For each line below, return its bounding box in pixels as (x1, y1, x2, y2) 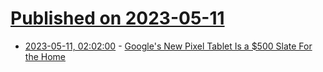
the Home (24, 50, 66, 62)
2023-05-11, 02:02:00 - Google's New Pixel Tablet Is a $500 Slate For (24, 40, 313, 52)
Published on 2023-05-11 (10, 7, 225, 30)
